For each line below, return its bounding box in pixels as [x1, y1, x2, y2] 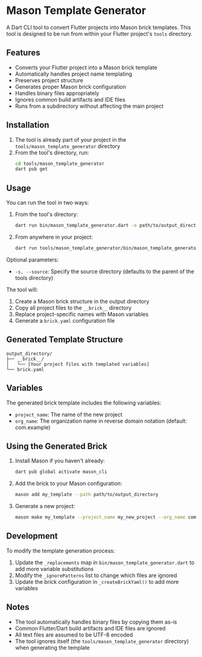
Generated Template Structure [6, 334, 124, 345]
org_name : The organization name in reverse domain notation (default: [14, 417, 188, 424]
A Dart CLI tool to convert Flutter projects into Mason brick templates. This [6, 24, 191, 31]
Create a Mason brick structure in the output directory [14, 297, 150, 305]
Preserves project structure [14, 76, 83, 84]
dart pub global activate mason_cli [14, 469, 107, 475]
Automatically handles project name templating [14, 70, 133, 78]
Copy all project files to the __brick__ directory [14, 304, 132, 311]
